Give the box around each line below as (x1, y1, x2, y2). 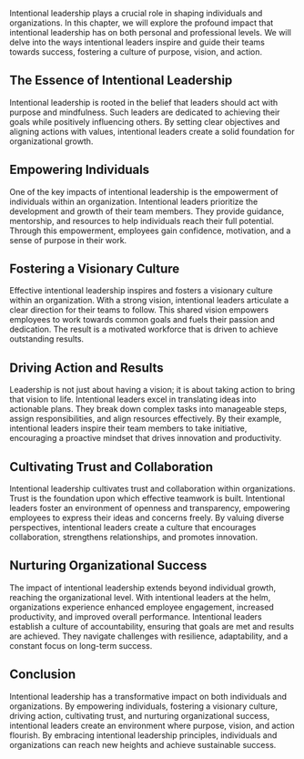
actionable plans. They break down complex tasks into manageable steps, (9, 404, 288, 415)
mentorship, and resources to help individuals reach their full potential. (9, 215, 275, 226)
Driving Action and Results (9, 360, 164, 375)
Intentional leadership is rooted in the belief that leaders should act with (9, 97, 279, 108)
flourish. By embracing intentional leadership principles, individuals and (9, 729, 278, 741)
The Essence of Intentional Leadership (9, 73, 233, 88)
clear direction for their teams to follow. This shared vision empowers (9, 304, 269, 315)
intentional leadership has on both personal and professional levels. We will (9, 27, 291, 37)
